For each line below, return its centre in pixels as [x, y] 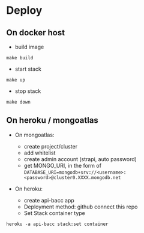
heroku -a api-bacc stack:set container [58, 224]
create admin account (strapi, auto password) [80, 159]
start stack [28, 69]
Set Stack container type [55, 213]
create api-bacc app [49, 200]
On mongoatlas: [34, 135]
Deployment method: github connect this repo [81, 207]
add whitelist [40, 153]
